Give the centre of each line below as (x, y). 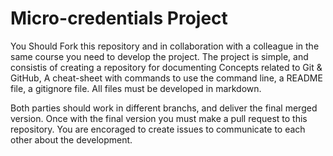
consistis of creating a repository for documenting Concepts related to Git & (166, 67)
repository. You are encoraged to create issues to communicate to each (158, 129)
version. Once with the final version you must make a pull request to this (159, 118)
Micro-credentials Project (119, 18)
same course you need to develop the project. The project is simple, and (159, 56)
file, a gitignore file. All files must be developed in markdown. (136, 88)
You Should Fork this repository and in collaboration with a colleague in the (165, 46)
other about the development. (71, 139)
